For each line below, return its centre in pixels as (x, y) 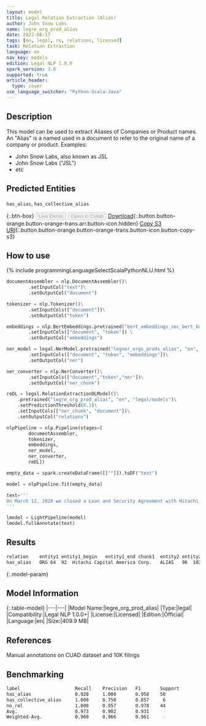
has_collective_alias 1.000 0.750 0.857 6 (86, 700)
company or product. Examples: (47, 144)
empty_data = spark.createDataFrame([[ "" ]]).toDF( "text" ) (82, 473)
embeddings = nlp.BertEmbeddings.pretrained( (65, 327)
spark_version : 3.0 (31, 69)
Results (21, 542)
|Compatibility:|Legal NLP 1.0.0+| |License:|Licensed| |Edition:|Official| (95, 614)
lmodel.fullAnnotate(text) (41, 524)
